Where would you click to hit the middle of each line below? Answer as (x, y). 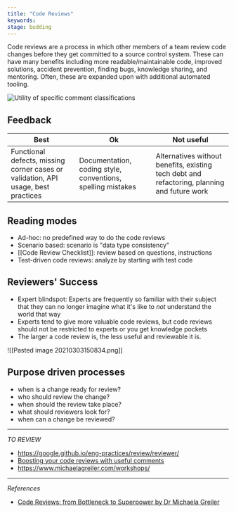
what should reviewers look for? (64, 412)
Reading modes (42, 221)
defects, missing (38, 160)
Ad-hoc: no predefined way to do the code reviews (91, 237)
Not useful (190, 140)
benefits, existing (184, 165)
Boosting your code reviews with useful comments (91, 460)
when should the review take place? (69, 404)
